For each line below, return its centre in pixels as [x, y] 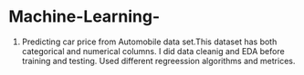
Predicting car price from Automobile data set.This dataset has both [149, 42]
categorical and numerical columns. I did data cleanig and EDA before [153, 51]
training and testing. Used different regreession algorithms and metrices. [158, 61]
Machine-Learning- [84, 17]
